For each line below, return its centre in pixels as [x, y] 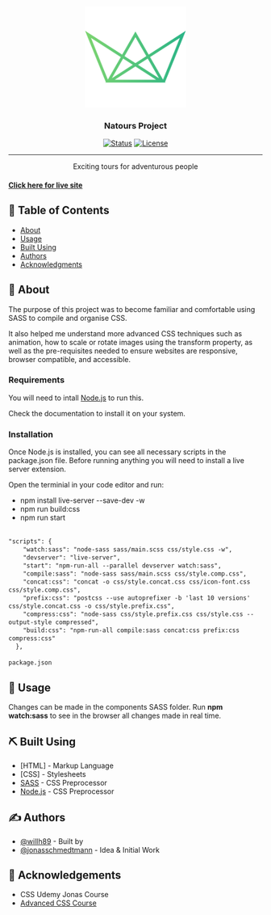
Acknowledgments [51, 264]
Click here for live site [46, 185]
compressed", [77, 622]
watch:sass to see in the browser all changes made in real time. [115, 715]
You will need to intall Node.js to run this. [76, 398]
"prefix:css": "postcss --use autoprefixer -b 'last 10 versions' [137, 598]
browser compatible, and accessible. [70, 359]
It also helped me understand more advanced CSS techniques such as [125, 333]
